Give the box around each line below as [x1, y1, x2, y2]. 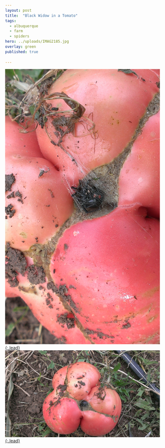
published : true [5, 49, 38, 54]
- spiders [9, 34, 29, 39]
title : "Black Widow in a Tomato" [5, 13, 78, 18]
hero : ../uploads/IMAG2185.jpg [5, 39, 69, 44]
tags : [5, 18, 16, 23]
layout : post [5, 8, 32, 13]
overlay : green [5, 44, 36, 49]
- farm [9, 28, 23, 34]
